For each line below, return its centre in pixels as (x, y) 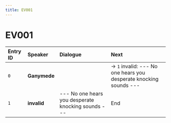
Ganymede (41, 76)
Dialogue (70, 54)
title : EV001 (19, 10)
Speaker (38, 54)
